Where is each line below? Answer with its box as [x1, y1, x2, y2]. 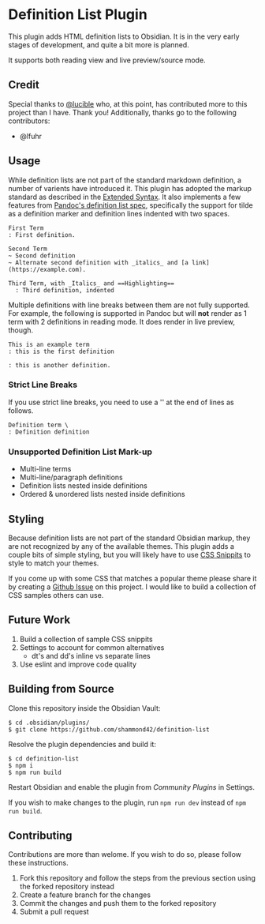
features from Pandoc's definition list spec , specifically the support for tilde [8, 200, 254, 210]
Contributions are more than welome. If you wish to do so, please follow [8, 850, 242, 859]
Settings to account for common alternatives [19, 642, 165, 652]
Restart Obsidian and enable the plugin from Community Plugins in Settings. [8, 782, 255, 791]
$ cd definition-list [8, 754, 80, 763]
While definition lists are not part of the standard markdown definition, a [8, 175, 242, 185]
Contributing [8, 828, 73, 842]
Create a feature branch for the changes [19, 890, 151, 900]
